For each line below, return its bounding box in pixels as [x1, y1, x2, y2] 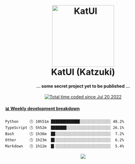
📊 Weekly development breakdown [5, 105, 80, 111]
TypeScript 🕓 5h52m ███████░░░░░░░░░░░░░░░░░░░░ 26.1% [5, 125, 125, 130]
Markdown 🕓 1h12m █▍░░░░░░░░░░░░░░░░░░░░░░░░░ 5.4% [5, 143, 125, 149]
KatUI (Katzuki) [51, 66, 115, 78]
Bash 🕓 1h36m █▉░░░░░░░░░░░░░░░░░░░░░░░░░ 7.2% [5, 131, 125, 136]
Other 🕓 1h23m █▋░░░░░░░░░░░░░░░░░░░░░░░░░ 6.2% [5, 137, 125, 142]
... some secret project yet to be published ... [36, 83, 130, 89]
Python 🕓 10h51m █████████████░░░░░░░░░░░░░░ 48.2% [5, 119, 125, 124]
